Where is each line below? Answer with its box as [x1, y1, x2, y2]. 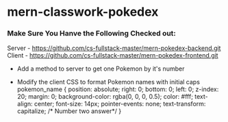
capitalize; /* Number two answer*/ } [16, 107, 122, 115]
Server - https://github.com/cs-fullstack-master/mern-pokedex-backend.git [7, 44, 221, 52]
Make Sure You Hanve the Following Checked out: [7, 29, 177, 38]
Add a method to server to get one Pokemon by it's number [16, 64, 185, 73]
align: [16, 100, 33, 108]
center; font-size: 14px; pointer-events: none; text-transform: [34, 100, 206, 108]
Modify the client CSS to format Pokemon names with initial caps [16, 78, 201, 86]
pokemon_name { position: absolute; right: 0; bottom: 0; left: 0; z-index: [16, 85, 219, 93]
